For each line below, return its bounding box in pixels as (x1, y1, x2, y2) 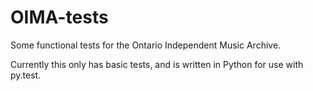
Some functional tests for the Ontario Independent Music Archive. (10, 39, 282, 51)
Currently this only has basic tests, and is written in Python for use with (10, 58, 304, 70)
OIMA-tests (10, 6, 109, 29)
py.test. (10, 69, 42, 81)
